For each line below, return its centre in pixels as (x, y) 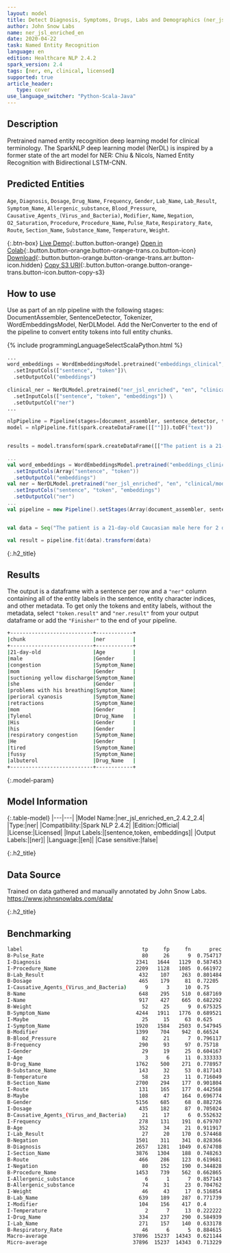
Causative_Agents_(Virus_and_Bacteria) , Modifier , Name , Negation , (101, 215)
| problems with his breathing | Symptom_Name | (72, 691)
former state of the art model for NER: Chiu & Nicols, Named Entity (101, 155)
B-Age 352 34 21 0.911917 (115, 1128)
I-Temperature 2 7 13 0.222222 (115, 1210)
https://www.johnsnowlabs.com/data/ (60, 898)
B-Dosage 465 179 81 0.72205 (113, 981)
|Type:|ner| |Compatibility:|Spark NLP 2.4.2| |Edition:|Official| (93, 825)
